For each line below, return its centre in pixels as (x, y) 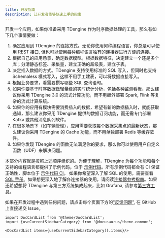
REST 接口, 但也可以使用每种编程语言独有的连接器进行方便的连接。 (86, 52)
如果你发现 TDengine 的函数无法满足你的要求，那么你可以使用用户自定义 (86, 144)
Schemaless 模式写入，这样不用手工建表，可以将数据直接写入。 (77, 76)
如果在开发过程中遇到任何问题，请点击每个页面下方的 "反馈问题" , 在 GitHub (81, 202)
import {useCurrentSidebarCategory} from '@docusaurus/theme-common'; (79, 222)
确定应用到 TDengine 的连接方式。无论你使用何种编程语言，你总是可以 (84, 45)
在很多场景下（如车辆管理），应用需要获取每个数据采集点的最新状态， (82, 126)
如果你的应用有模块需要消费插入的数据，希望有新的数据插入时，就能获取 (85, 107)
